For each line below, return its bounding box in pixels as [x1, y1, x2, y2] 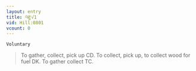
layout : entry [6, 8, 42, 15]
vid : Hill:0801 [6, 20, 44, 25]
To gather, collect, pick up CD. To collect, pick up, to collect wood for [20, 51, 191, 59]
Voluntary [6, 41, 31, 47]
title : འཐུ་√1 [6, 14, 37, 20]
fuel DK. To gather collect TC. [20, 58, 94, 65]
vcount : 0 [6, 25, 31, 31]
